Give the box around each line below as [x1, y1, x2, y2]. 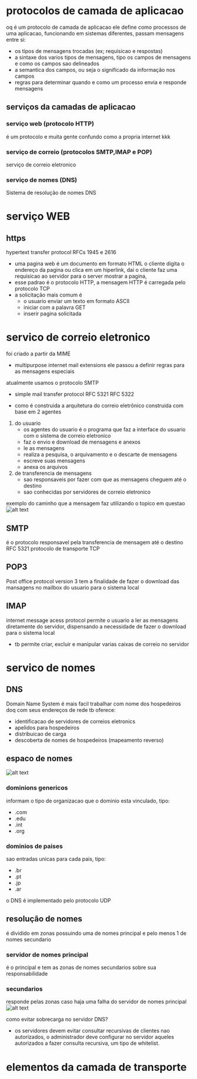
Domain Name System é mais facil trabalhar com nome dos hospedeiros [6, 700, 181, 707]
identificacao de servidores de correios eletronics [14, 718, 136, 725]
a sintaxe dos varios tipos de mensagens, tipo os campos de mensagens [14, 54, 191, 61]
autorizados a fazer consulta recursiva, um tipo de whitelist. [14, 1040, 160, 1047]
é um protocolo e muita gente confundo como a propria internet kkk [6, 133, 171, 140]
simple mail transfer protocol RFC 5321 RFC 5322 [14, 391, 134, 398]
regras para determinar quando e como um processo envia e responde [14, 78, 187, 86]
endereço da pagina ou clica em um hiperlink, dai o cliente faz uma [14, 267, 178, 274]
